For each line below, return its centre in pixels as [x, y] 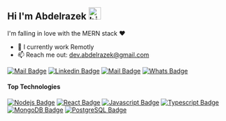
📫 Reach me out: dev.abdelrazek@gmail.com [83, 55]
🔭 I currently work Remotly [56, 47]
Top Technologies [34, 87]
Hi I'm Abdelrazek [47, 16]
